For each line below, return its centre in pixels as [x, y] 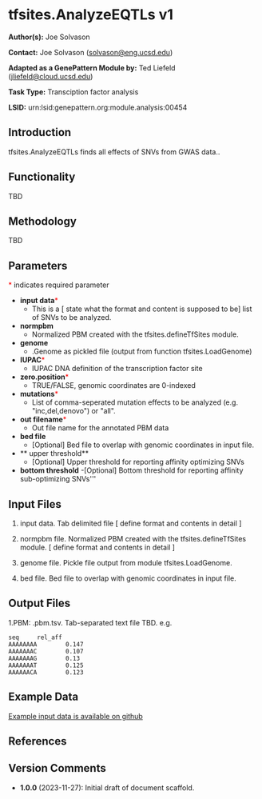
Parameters [38, 266]
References [38, 741]
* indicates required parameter [59, 285]
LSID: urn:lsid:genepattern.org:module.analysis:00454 [98, 107]
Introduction [40, 132]
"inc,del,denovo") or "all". [73, 411]
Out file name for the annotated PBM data [100, 428]
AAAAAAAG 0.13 [44, 658]
